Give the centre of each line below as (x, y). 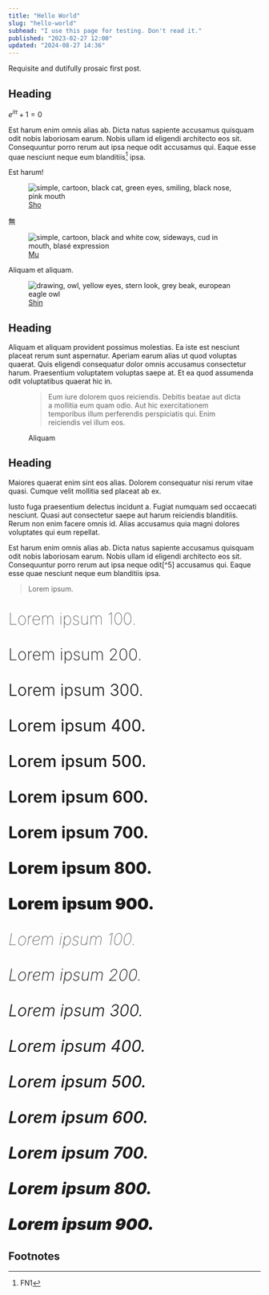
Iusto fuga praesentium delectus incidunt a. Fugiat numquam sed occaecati (132, 506)
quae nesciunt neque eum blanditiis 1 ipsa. (77, 156)
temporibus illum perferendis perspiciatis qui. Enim (132, 414)
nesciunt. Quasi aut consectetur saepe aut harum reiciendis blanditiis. (123, 515)
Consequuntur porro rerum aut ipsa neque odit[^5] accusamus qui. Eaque (130, 564)
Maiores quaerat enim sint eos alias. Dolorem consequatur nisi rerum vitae (131, 482)
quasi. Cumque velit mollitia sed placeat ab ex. (85, 491)
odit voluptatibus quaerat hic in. (60, 381)
